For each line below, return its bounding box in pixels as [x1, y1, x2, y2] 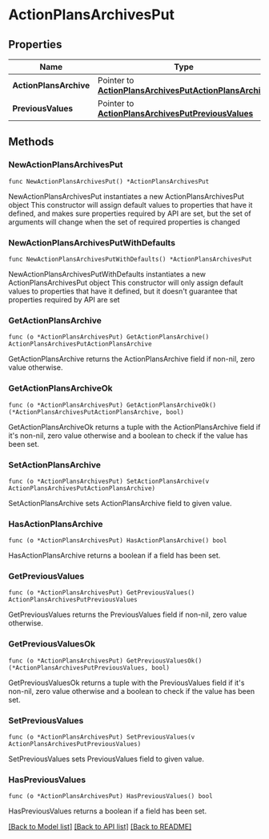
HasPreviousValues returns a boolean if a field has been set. [8, 806, 207, 816]
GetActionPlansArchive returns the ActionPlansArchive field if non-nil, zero [8, 355, 255, 364]
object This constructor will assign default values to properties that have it [8, 200, 253, 209]
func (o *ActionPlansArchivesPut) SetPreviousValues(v [8, 733, 195, 741]
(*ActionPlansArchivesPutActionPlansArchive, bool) [8, 407, 184, 416]
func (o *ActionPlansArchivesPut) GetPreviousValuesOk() [8, 656, 203, 665]
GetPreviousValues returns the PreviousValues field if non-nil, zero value [8, 610, 247, 619]
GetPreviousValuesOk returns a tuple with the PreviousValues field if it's [8, 678, 245, 687]
